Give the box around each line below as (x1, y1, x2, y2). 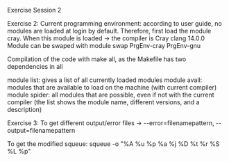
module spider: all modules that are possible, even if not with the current (7, 90, 214, 99)
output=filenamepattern (7, 127, 76, 134)
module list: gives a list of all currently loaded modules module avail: (7, 76, 203, 84)
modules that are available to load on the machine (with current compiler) (7, 83, 217, 91)
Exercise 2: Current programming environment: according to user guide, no (7, 19, 222, 27)
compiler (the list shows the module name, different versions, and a (7, 98, 200, 106)
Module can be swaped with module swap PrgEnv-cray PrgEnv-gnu (7, 42, 201, 49)
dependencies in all (7, 63, 63, 70)
